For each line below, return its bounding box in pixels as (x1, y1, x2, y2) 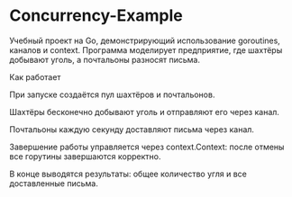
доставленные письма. (9, 177, 99, 189)
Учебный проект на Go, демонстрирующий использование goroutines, (9, 35, 281, 46)
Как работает (9, 71, 61, 82)
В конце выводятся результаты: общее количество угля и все (9, 168, 248, 179)
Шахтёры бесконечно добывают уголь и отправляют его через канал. (9, 106, 279, 117)
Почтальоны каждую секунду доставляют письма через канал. (9, 123, 255, 135)
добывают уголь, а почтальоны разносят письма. (9, 54, 201, 65)
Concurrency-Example (9, 5, 183, 26)
